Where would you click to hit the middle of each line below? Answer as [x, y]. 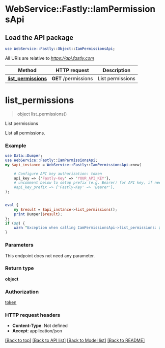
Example [16, 146]
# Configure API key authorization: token [58, 174]
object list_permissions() [42, 114]
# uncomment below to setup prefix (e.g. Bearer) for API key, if [83, 183]
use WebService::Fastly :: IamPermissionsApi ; [51, 160]
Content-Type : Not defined [40, 326]
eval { [12, 205]
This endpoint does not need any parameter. [50, 255]
